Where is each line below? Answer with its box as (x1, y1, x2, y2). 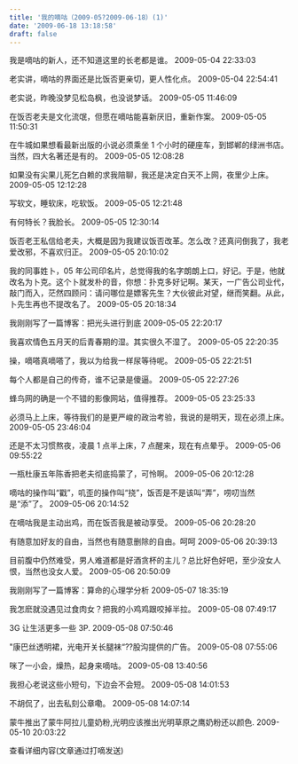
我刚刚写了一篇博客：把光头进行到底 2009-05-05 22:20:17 (9, 318, 223, 328)
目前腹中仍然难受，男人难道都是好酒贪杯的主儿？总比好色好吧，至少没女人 (9, 555, 281, 566)
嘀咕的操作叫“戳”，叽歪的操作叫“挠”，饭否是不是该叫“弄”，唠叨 (9, 487, 239, 498)
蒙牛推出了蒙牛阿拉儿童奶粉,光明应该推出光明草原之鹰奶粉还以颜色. (9, 717, 255, 728)
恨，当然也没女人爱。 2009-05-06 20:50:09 (9, 566, 171, 577)
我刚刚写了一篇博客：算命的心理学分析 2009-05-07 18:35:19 (9, 585, 229, 595)
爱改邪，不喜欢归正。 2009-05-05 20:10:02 (9, 247, 169, 257)
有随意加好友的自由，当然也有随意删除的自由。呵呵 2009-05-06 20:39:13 (9, 536, 278, 547)
